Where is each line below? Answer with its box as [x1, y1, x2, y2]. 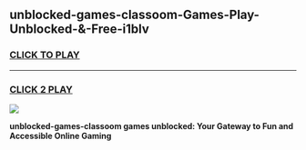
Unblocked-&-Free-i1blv [9, 22, 150, 37]
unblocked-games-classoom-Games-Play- [9, 7, 260, 23]
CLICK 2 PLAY [9, 83, 73, 95]
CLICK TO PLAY [9, 49, 80, 62]
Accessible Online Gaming [9, 130, 112, 141]
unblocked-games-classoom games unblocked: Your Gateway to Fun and [9, 120, 294, 131]
